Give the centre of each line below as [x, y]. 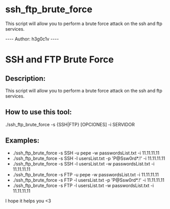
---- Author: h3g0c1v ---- [32, 39]
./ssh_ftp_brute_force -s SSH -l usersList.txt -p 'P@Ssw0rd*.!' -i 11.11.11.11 [89, 158]
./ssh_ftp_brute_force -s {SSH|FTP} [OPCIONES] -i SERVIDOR [70, 124]
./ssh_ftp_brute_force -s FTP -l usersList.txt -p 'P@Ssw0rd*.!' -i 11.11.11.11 [88, 180]
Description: [26, 78]
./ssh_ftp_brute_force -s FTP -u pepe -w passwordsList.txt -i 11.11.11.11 [86, 174]
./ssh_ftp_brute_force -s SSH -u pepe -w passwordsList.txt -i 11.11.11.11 [86, 153]
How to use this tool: [39, 112]
